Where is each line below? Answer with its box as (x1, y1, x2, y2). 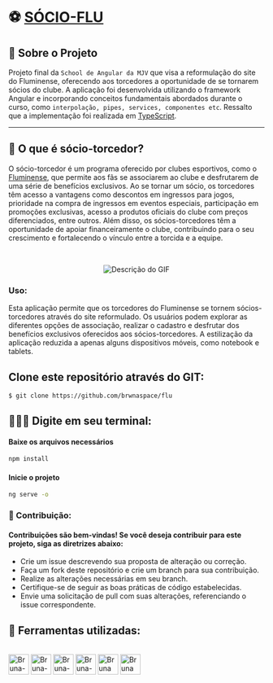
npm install (8, 455, 49, 463)
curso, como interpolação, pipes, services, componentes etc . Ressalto (8, 103, 253, 112)
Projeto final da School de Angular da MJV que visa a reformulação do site (8, 68, 256, 77)
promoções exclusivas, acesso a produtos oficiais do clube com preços (8, 207, 249, 217)
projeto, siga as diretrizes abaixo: (8, 538, 123, 548)
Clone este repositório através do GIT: (8, 370, 205, 384)
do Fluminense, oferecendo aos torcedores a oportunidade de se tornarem (8, 77, 259, 85)
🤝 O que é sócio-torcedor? (8, 142, 145, 156)
